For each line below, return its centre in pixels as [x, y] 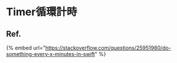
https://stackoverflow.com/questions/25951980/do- [108, 48]
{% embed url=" [26, 48]
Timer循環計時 [42, 12]
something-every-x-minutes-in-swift [51, 54]
